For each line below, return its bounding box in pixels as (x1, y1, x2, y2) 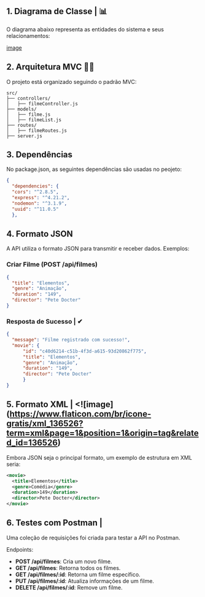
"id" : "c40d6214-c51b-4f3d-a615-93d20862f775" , (22, 348, 147, 354)
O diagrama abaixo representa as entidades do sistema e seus (6, 25, 164, 33)
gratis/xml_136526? (6, 419, 84, 429)
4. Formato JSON (6, 229, 74, 239)
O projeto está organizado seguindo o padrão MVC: (6, 78, 137, 85)
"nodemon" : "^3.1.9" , (12, 200, 68, 207)
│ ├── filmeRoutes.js (6, 127, 68, 134)
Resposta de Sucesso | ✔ (6, 317, 83, 325)
